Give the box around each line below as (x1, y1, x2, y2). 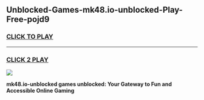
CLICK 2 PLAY (6, 55, 49, 64)
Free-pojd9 (6, 15, 50, 25)
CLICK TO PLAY (6, 33, 53, 41)
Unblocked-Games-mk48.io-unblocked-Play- (6, 5, 183, 15)
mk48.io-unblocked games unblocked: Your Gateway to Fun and (6, 80, 172, 87)
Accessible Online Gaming (6, 87, 75, 94)
